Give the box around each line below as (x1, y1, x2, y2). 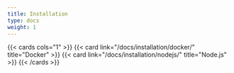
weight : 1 (7, 23, 37, 30)
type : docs (7, 17, 40, 24)
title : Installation (7, 10, 69, 18)
